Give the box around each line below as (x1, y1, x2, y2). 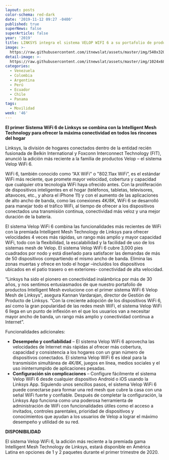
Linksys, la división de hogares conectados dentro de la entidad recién (5, 145, 152, 151)
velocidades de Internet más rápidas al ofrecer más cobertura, (12, 343, 142, 350)
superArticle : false (5, 31, 49, 36)
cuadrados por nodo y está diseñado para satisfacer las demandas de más (5, 250, 160, 256)
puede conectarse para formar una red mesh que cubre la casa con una (12, 386, 162, 392)
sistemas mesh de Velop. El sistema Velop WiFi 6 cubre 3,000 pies (5, 245, 143, 251)
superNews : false (5, 26, 42, 31)
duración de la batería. (5, 213, 52, 219)
